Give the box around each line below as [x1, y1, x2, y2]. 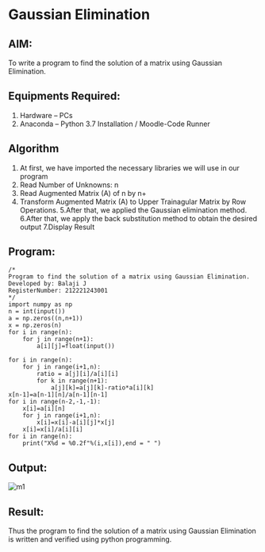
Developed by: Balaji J [8, 280, 87, 288]
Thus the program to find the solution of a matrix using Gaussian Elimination [8, 526, 256, 536]
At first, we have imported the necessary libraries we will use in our [19, 163, 240, 172]
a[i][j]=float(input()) [36, 343, 115, 351]
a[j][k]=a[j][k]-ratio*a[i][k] [50, 384, 155, 392]
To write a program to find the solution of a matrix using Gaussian [8, 58, 223, 67]
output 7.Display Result [19, 222, 95, 232]
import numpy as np [8, 301, 73, 309]
